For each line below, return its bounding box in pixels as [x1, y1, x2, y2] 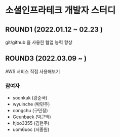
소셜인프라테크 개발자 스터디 [5, 5, 116, 16]
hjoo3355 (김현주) [12, 120, 50, 126]
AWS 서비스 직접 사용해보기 [5, 68, 60, 74]
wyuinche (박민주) [12, 101, 50, 107]
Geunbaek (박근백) [12, 114, 52, 120]
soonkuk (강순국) [12, 95, 48, 101]
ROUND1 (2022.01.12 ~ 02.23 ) [5, 25, 103, 33]
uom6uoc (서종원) [12, 126, 50, 132]
